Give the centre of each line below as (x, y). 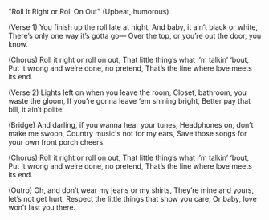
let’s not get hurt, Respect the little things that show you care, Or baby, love (132, 199)
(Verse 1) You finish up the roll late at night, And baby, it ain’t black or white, (133, 27)
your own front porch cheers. (57, 142)
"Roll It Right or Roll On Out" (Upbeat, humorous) (89, 12)
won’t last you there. (42, 207)
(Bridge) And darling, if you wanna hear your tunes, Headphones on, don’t (131, 125)
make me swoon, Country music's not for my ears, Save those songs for (128, 133)
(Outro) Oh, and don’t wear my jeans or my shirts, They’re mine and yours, (131, 190)
